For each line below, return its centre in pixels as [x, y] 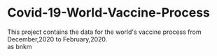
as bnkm [20, 46]
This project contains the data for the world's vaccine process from [104, 32]
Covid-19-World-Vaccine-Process [108, 13]
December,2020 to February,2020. [57, 39]
